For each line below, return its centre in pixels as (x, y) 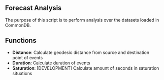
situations (22, 73)
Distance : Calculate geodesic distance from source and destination (81, 52)
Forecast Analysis (33, 8)
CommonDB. (18, 25)
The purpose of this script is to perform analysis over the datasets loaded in (82, 20)
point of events (28, 57)
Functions (21, 40)
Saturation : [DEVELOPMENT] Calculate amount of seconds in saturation (85, 68)
